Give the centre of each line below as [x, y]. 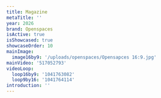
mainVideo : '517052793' [37, 63]
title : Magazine [27, 12]
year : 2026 [20, 23]
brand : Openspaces [30, 29]
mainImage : [20, 52]
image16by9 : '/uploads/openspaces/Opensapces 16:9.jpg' [84, 57]
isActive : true [26, 35]
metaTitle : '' [24, 18]
